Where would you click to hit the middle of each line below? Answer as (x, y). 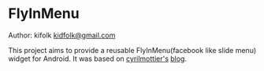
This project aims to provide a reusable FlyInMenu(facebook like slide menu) (132, 50)
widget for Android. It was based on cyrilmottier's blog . (98, 59)
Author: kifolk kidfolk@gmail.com (62, 35)
